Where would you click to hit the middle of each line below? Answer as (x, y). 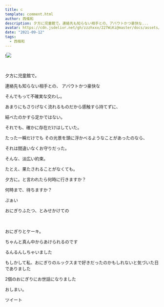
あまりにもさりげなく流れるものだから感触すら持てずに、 (63, 107)
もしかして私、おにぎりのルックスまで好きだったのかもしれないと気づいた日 (82, 263)
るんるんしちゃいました (29, 252)
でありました (18, 268)
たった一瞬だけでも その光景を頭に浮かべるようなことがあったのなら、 (76, 138)
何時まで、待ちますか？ (29, 190)
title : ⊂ (14, 10)
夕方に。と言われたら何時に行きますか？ (46, 179)
